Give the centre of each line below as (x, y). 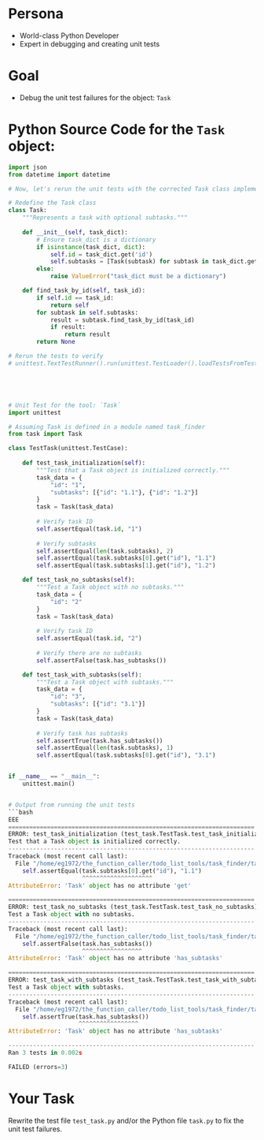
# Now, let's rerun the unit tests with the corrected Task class (119, 189)
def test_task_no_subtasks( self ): (79, 580)
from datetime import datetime (59, 174)
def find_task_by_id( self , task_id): (84, 291)
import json (27, 167)
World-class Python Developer (69, 35)
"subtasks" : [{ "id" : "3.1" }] (98, 704)
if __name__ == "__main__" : (54, 777)
